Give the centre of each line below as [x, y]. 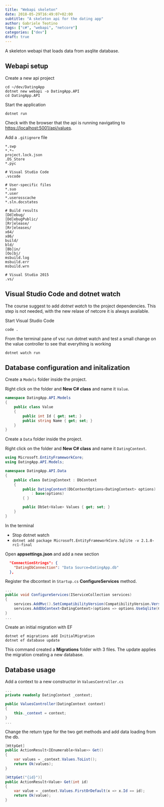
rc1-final [22, 545]
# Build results [21, 210]
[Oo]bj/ [13, 253]
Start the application [25, 104]
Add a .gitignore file [26, 137]
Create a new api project [30, 78]
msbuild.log [17, 257]
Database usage [31, 670]
